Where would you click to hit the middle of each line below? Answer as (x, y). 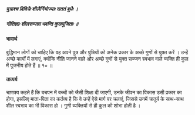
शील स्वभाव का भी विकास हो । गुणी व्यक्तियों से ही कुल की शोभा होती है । (73, 106)
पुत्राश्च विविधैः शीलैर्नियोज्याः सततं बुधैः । (42, 9)
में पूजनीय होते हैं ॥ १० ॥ (29, 65)
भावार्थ (12, 39)
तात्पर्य (12, 79)
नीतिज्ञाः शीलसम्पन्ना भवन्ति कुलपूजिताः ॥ (42, 23)
